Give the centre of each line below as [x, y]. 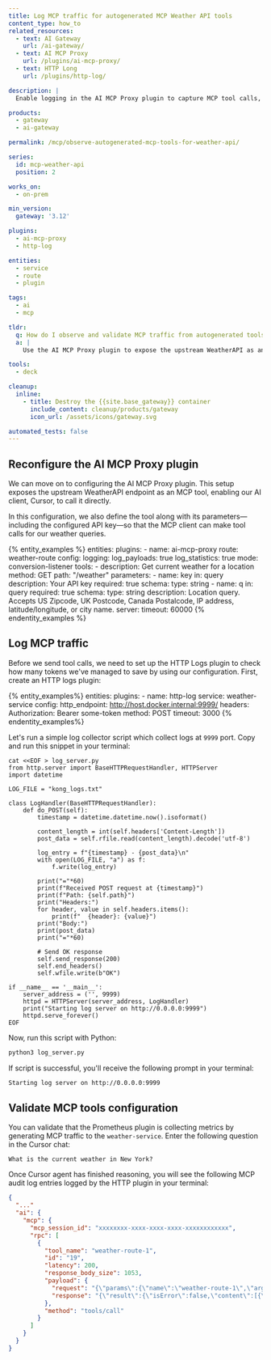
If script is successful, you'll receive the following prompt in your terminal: [131, 1068]
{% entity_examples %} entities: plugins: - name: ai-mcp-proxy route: [123, 549]
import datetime [35, 775]
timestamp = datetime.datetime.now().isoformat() [122, 817]
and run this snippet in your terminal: [69, 746]
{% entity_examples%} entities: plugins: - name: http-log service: [117, 696]
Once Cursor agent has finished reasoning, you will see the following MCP [132, 1175]
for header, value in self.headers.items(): [113, 909]
